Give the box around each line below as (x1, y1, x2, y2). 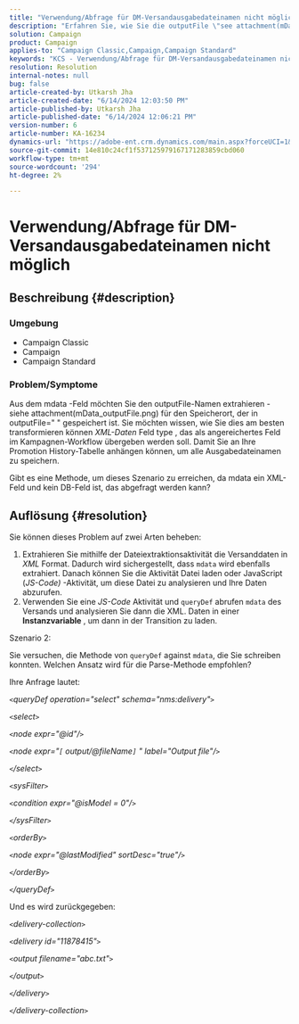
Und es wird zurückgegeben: (9, 902, 116, 913)
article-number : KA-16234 (9, 129, 105, 138)
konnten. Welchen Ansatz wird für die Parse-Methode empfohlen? (9, 659, 252, 670)
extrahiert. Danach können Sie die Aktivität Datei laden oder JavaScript (21, 568, 283, 579)
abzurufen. (21, 587, 62, 598)
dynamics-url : (9, 137, 62, 146)
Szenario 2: (9, 632, 52, 643)
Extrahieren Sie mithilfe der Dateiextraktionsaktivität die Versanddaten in (21, 549, 288, 560)
